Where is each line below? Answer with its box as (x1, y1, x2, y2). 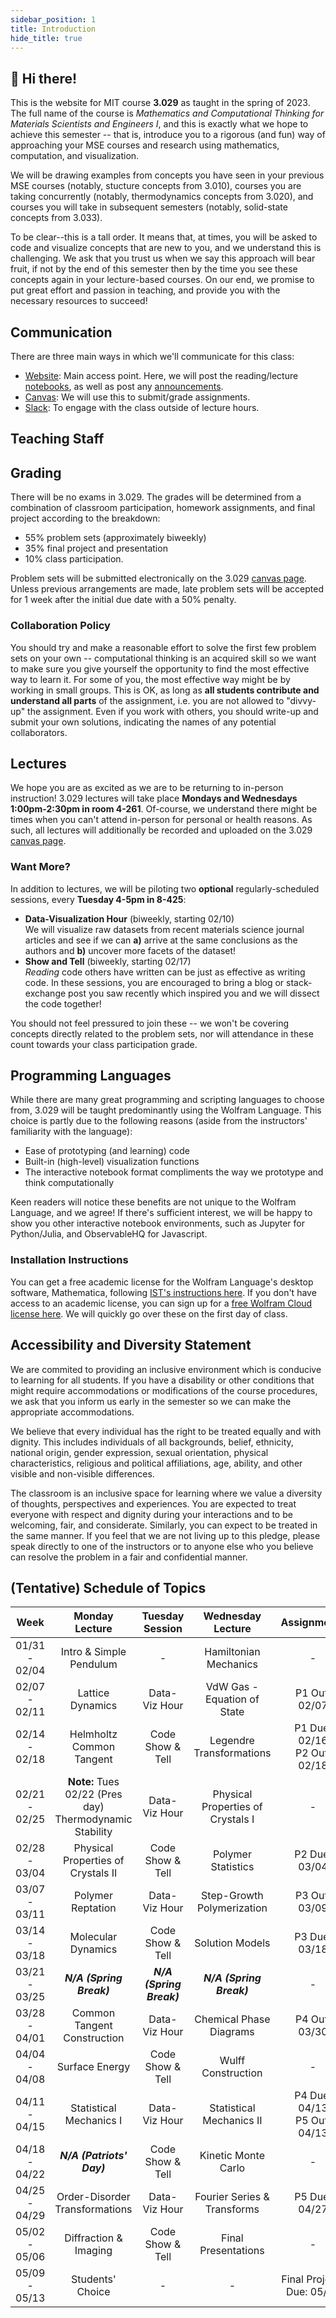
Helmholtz (69, 1727, 118, 1741)
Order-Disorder (56, 2190, 131, 2204)
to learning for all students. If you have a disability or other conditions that (10, 1374, 315, 1386)
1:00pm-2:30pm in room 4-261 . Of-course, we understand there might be (10, 803, 318, 815)
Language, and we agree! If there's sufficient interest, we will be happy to (10, 1207, 313, 1219)
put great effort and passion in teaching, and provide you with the (10, 284, 281, 296)
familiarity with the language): (10, 1126, 133, 1138)
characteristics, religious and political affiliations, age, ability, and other (10, 1457, 303, 1469)
